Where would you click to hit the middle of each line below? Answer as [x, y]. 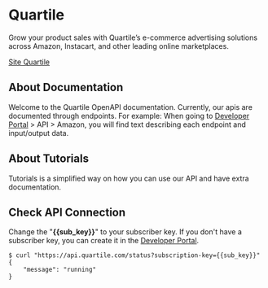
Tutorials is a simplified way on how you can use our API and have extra [129, 178]
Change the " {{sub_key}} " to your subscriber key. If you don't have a [125, 232]
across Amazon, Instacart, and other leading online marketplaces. [119, 46]
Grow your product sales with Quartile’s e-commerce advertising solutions [133, 37]
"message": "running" [59, 270]
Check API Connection [67, 212]
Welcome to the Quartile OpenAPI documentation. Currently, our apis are [130, 107]
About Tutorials [49, 159]
